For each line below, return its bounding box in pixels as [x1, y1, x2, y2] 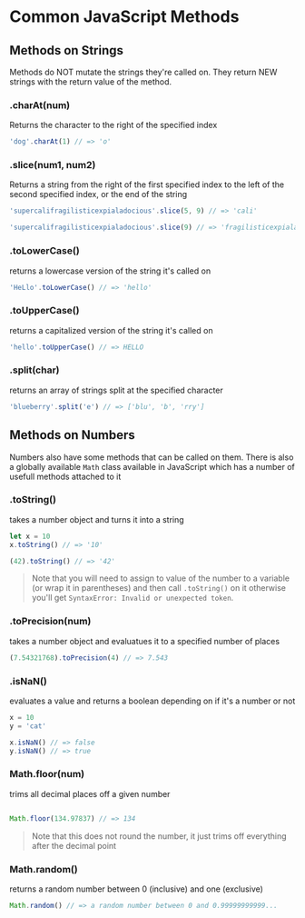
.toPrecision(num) [9, 615, 92, 628]
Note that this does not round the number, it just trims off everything [31, 830, 288, 842]
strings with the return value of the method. [9, 76, 172, 87]
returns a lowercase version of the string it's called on [9, 265, 212, 276]
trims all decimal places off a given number [9, 788, 171, 799]
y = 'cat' [9, 721, 47, 731]
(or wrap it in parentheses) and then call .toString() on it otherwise [31, 583, 286, 594]
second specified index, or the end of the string [9, 189, 188, 200]
